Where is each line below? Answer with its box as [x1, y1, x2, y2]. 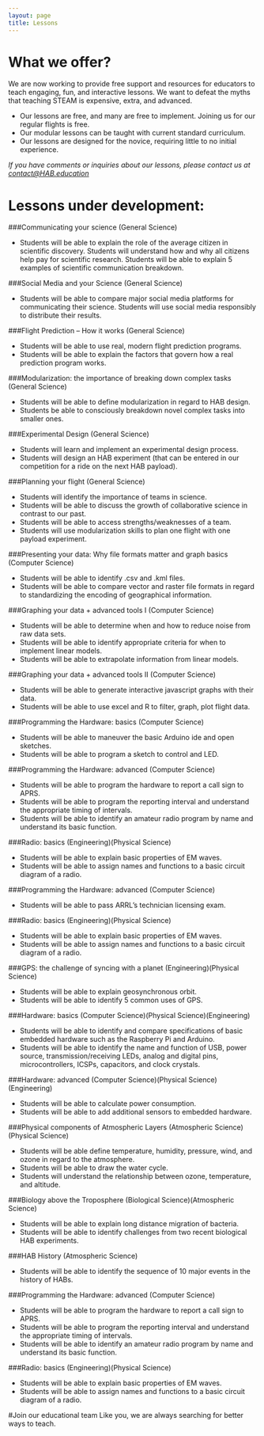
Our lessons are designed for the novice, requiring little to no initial [19, 136, 237, 146]
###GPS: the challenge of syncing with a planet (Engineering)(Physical [8, 963, 239, 973]
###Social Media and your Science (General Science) [8, 279, 183, 288]
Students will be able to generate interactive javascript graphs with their [19, 686, 255, 695]
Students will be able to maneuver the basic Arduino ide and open [19, 733, 235, 743]
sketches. [19, 741, 52, 750]
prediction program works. [19, 358, 107, 368]
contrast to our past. [19, 509, 87, 519]
